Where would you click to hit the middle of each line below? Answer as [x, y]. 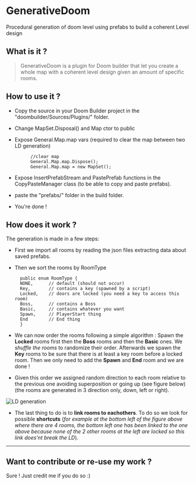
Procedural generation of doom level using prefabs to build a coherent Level [98, 27]
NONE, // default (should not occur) [72, 284]
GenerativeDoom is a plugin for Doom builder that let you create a [99, 66]
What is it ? [27, 52]
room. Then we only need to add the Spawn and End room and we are [99, 360]
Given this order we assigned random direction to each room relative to [100, 378]
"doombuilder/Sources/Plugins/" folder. [62, 117]
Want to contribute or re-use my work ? [79, 461]
